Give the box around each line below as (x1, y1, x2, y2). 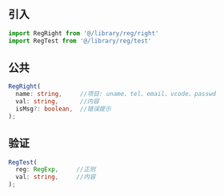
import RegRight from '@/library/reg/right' (8, 29, 159, 38)
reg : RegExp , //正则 (15, 166, 96, 174)
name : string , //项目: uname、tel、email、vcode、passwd (15, 90, 217, 98)
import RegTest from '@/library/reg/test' (8, 37, 152, 45)
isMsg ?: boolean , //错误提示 (15, 105, 112, 113)
